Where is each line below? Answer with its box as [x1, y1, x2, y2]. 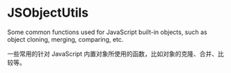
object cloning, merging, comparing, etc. [7, 35, 124, 43]
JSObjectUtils [7, 5, 89, 21]
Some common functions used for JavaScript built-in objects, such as [7, 28, 207, 36]
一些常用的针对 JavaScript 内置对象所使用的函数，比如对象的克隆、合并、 [7, 49, 218, 58]
